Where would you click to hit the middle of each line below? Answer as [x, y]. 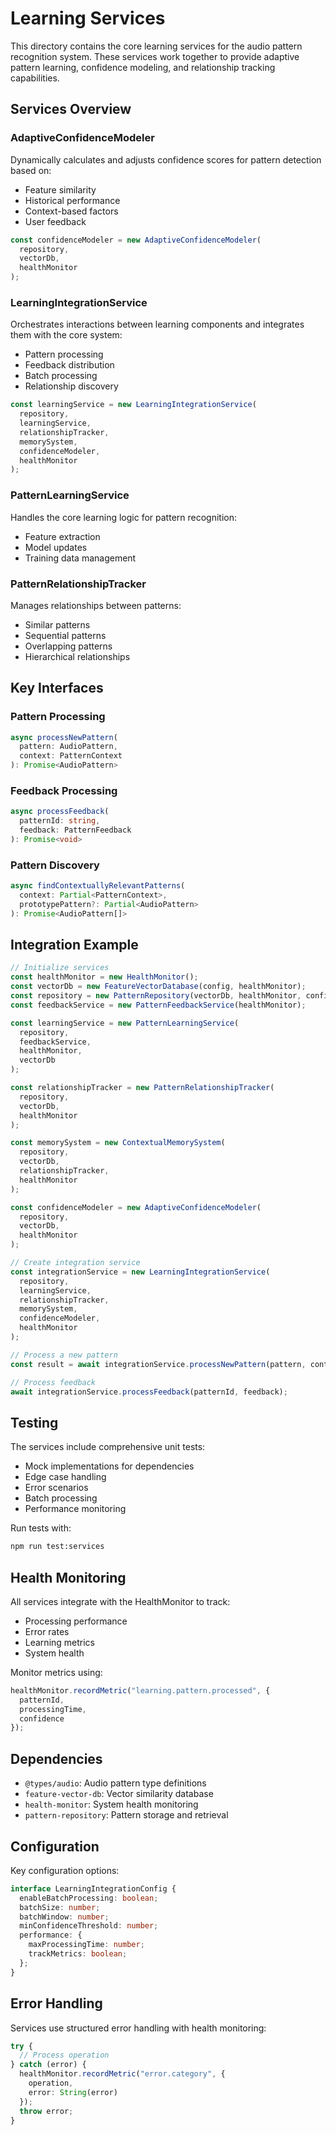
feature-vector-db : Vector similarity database [119, 1794]
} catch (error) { [48, 2065]
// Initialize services [60, 968]
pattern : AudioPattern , [68, 747]
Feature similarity [60, 189]
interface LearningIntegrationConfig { [93, 1888]
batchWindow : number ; [64, 1917]
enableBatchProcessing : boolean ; [89, 1898]
